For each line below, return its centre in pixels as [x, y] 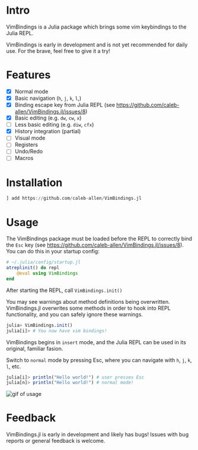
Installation [34, 182]
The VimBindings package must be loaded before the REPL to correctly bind [99, 239]
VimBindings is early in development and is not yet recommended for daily [97, 45]
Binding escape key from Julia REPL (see [65, 105]
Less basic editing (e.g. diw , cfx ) [54, 125]
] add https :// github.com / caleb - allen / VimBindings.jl [74, 199]
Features [28, 75]
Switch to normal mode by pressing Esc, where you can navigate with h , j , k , [99, 360]
